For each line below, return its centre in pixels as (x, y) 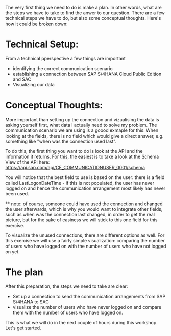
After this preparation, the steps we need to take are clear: (67, 286)
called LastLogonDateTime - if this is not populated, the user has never (80, 183)
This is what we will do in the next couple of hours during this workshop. (82, 322)
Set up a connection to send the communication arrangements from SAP (89, 296)
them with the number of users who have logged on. (68, 312)
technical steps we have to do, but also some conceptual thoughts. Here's (83, 18)
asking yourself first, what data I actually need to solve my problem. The (81, 125)
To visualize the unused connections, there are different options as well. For (85, 235)
